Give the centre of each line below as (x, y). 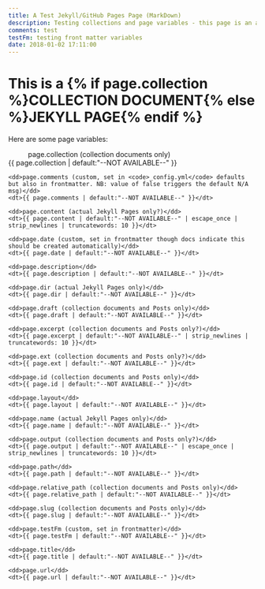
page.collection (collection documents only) (99, 155)
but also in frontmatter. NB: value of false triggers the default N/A (128, 185)
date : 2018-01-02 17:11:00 (52, 45)
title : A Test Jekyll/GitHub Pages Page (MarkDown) (95, 15)
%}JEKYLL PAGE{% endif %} (106, 117)
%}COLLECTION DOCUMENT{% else (132, 101)
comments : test (33, 30)
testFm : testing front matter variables (76, 37)
